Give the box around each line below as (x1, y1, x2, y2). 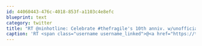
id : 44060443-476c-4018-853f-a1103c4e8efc (6, 8, 114, 15)
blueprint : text (6, 14, 47, 20)
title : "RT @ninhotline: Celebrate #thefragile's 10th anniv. (6, 25, 165, 32)
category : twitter (6, 20, 52, 26)
